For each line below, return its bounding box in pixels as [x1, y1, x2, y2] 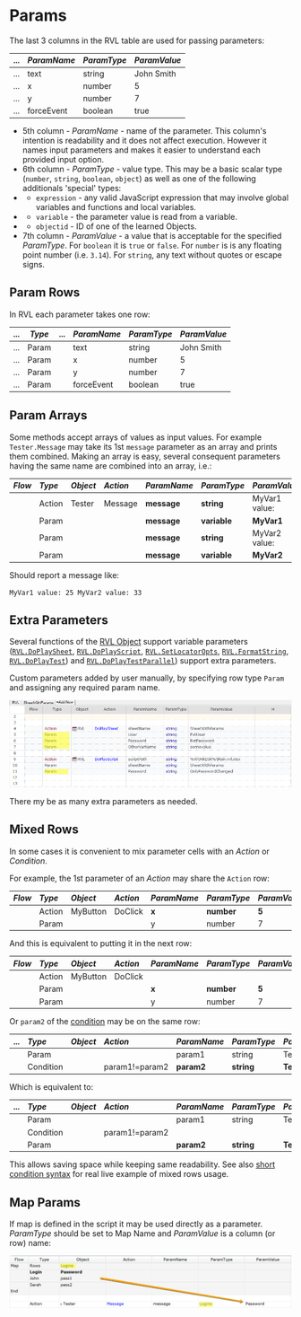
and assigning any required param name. [9, 682, 161, 693]
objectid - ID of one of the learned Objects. [35, 221, 197, 232]
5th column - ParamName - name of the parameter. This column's [21, 125, 267, 136]
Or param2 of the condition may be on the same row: [9, 1016, 201, 1027]
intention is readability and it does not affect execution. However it [21, 135, 267, 145]
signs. [21, 259, 45, 269]
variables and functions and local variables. [35, 201, 197, 212]
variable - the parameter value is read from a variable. [35, 211, 238, 222]
